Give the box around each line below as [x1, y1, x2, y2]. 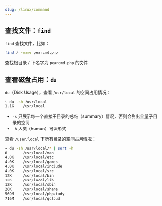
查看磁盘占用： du [5, 76, 57, 84]
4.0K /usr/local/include [5, 164, 63, 169]
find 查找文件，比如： [5, 40, 50, 47]
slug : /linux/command [5, 7, 50, 12]
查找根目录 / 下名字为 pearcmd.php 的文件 [5, 60, 88, 66]
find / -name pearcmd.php [5, 50, 58, 55]
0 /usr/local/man [5, 150, 54, 155]
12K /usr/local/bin [5, 173, 54, 178]
